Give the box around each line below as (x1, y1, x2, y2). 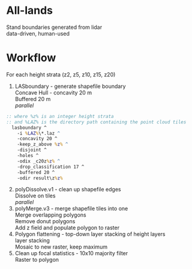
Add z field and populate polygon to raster (14, 224, 120, 232)
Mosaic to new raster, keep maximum (14, 243, 108, 250)
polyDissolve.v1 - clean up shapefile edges (14, 186, 121, 193)
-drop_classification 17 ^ (17, 164, 85, 170)
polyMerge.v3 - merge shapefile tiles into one (14, 205, 128, 212)
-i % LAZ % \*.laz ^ (17, 130, 61, 136)
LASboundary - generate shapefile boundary (14, 82, 126, 90)
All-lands (6, 4, 53, 17)
